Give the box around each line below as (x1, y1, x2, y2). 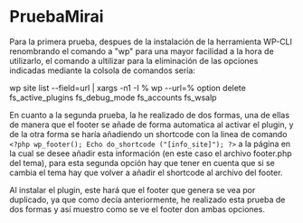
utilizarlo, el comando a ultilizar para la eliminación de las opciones (9, 55, 259, 66)
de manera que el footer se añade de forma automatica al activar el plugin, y (9, 119, 294, 130)
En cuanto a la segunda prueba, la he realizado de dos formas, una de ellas (9, 109, 290, 120)
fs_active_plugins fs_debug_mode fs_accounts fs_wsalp (9, 92, 217, 103)
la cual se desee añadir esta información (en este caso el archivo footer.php (9, 147, 292, 159)
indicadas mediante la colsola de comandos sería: (9, 65, 196, 76)
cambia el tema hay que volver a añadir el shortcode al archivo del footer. (9, 167, 283, 178)
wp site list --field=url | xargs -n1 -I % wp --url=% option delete (9, 82, 246, 93)
